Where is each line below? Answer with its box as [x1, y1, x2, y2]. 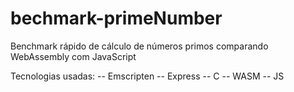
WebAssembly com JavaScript [10, 50, 137, 62]
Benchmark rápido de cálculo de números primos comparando [10, 40, 269, 52]
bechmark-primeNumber [10, 7, 223, 30]
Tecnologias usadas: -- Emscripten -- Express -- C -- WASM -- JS [10, 70, 285, 82]
